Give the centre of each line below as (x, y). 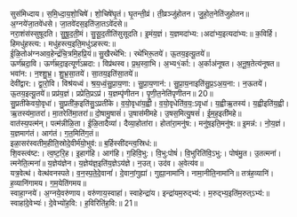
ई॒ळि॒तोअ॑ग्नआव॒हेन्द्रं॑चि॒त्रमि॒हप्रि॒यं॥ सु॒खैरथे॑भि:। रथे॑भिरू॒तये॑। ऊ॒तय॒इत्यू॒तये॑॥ (110, 54)
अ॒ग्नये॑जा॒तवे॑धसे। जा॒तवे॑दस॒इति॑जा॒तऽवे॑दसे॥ (69, 23)
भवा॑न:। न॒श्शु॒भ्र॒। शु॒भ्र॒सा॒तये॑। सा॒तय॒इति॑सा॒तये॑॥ (74, 74)
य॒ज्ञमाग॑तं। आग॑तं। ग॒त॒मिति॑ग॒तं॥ (54, 133)
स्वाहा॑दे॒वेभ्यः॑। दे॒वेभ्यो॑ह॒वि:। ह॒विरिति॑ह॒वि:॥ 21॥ (74, 203)
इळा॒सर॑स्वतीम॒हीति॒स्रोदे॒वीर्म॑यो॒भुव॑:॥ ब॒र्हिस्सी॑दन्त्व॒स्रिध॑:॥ (84, 143)
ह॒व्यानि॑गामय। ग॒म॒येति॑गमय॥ (48, 183)
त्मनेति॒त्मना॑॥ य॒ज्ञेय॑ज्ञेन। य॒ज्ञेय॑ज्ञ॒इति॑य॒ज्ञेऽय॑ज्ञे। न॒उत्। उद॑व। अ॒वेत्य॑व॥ (107, 163)
